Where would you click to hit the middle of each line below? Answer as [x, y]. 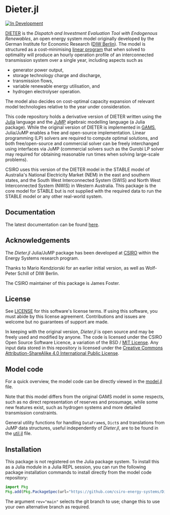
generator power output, [38, 70]
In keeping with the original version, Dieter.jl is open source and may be [80, 332]
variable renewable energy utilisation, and [56, 86]
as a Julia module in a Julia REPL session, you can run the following [76, 467]
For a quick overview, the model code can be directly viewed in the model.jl [84, 382]
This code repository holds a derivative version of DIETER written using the [83, 116]
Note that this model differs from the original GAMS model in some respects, [85, 397]
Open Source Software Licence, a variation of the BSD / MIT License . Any [82, 343]
